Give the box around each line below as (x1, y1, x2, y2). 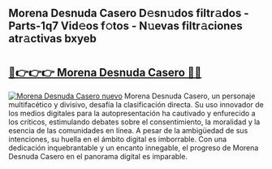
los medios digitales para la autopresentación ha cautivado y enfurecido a (8, 109, 256, 118)
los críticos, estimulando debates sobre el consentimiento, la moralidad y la (8, 117, 261, 127)
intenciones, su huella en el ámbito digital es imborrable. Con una (8, 134, 227, 144)
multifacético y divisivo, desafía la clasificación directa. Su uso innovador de (8, 100, 264, 109)
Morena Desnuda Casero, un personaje (124, 91, 256, 101)
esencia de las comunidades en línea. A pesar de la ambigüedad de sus (8, 126, 248, 135)
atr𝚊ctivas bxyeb (8, 32, 97, 45)
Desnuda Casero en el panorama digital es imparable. (8, 152, 188, 161)
